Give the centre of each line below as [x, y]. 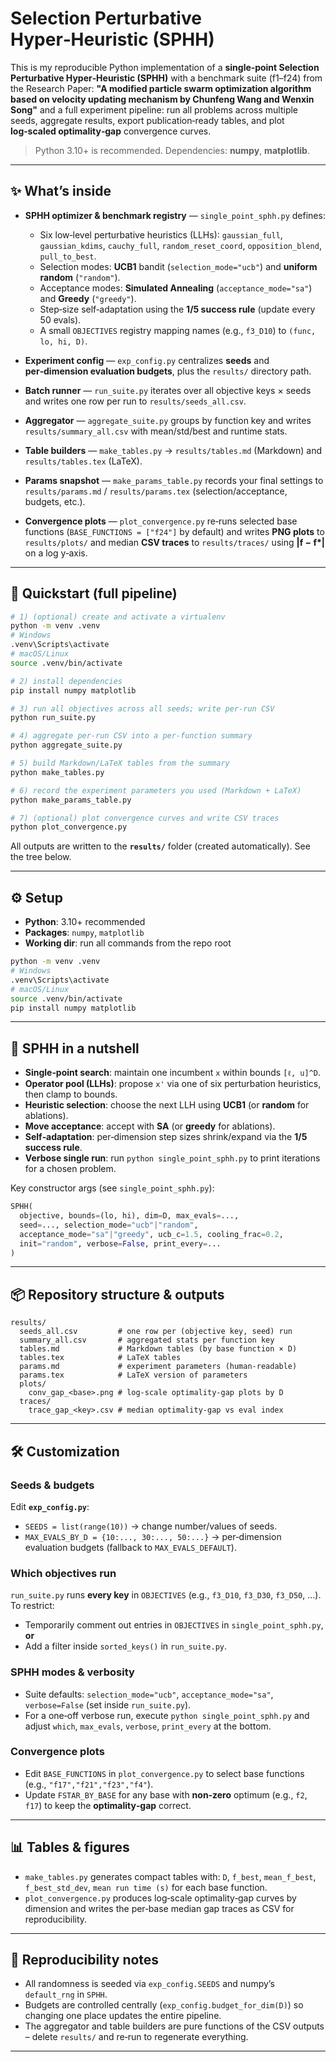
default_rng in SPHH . [66, 1994]
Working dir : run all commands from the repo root [128, 943]
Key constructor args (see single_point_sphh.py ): [112, 1188]
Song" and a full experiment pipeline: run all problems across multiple [154, 109]
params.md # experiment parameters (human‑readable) [158, 1367]
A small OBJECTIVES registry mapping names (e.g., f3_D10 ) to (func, [178, 330]
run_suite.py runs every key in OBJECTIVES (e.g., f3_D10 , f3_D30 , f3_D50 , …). [166, 1595]
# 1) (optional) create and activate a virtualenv [118, 617]
